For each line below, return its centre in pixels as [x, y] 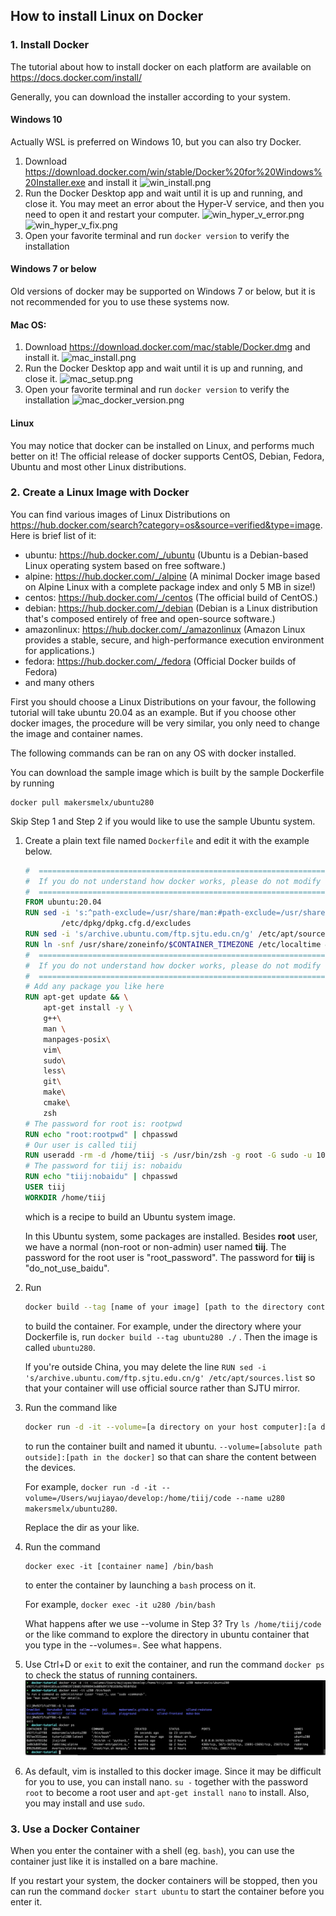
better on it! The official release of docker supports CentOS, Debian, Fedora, [167, 456]
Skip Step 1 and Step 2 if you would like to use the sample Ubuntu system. [163, 821]
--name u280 [260, 1498]
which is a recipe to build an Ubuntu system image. [130, 1216]
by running [32, 783]
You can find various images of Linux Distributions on [120, 514]
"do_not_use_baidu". [67, 1268]
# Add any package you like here [94, 987]
